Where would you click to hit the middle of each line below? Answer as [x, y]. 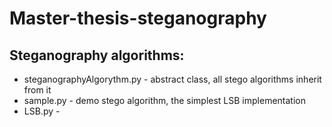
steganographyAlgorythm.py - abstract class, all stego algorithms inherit [172, 79]
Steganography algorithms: [97, 55]
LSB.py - [42, 111]
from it [37, 90]
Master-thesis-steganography [138, 18]
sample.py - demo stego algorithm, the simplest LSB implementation [164, 100]
